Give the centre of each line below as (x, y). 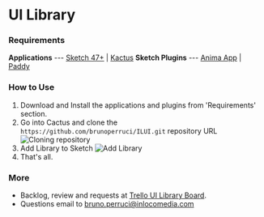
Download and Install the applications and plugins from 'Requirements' (138, 105)
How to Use (32, 87)
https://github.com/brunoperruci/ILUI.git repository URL (119, 130)
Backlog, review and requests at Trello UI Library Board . (113, 195)
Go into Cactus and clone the (69, 122)
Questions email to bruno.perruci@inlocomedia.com (107, 204)
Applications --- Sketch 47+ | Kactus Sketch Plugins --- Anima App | (125, 57)
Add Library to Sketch (56, 148)
